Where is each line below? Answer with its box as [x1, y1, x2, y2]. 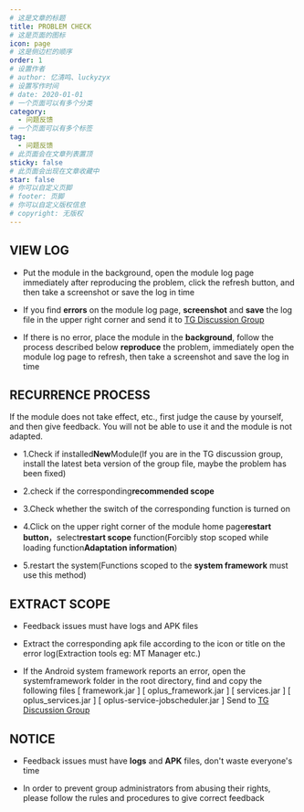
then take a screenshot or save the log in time [22, 286, 195, 297]
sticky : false [9, 157, 64, 167]
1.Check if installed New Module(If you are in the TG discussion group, [22, 449, 284, 460]
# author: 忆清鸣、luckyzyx [9, 73, 111, 82]
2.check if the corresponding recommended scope [22, 486, 215, 497]
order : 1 [9, 56, 43, 65]
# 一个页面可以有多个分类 [9, 98, 93, 108]
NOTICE [9, 731, 56, 746]
